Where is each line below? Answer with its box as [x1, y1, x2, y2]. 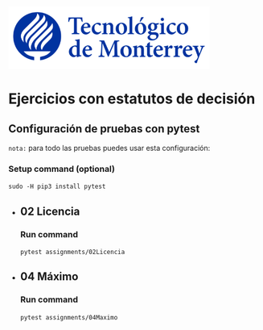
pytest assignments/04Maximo [19, 313, 118, 321]
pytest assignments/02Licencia [19, 248, 125, 256]
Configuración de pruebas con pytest [8, 122, 200, 136]
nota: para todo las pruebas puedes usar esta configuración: [8, 144, 211, 152]
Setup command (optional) [8, 163, 115, 174]
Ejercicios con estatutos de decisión [8, 90, 256, 108]
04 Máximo [19, 269, 79, 284]
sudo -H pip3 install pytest [8, 182, 106, 191]
